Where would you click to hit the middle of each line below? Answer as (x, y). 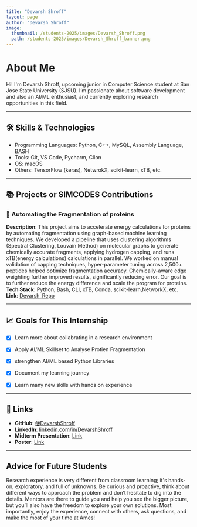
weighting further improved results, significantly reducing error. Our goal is (96, 277)
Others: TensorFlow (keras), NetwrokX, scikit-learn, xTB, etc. (88, 170)
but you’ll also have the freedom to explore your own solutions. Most (89, 505)
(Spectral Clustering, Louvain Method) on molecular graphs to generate (92, 246)
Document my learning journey (52, 373)
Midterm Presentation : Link (48, 436)
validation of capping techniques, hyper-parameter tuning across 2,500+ (94, 265)
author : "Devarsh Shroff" (38, 22)
